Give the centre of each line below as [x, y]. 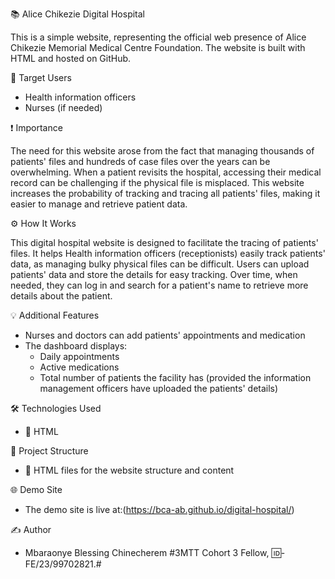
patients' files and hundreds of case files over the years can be [140, 161]
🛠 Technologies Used [56, 408]
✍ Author [31, 529]
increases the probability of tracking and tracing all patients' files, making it [165, 193]
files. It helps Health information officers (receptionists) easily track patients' [168, 253]
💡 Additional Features [55, 315]
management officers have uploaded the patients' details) [159, 388]
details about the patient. [61, 296]
